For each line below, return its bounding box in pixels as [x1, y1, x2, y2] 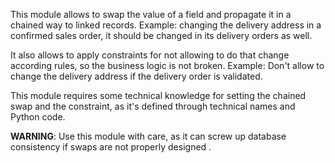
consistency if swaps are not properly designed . [10, 141, 212, 153]
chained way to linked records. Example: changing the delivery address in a [10, 19, 322, 31]
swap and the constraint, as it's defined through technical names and [10, 100, 296, 112]
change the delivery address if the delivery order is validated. [10, 70, 263, 82]
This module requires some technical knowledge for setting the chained [10, 90, 307, 101]
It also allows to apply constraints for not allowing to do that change [10, 49, 290, 61]
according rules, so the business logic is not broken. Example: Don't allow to [10, 60, 325, 71]
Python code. [10, 111, 66, 123]
